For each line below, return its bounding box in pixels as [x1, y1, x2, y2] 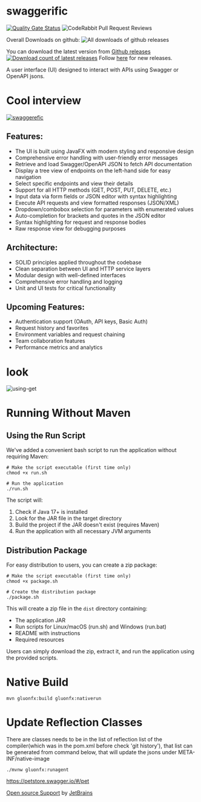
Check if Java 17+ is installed [15, 508, 88, 516]
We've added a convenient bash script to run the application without [6, 446, 177, 454]
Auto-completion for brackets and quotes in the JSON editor [15, 212, 166, 219]
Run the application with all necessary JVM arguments [15, 528, 151, 535]
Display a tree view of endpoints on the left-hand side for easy [15, 167, 171, 174]
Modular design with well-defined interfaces [15, 271, 126, 278]
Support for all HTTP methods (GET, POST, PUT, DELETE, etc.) [15, 186, 172, 194]
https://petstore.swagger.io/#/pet [6, 777, 90, 784]
